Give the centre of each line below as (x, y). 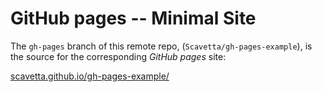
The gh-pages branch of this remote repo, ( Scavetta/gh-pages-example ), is (161, 46)
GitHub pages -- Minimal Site (133, 18)
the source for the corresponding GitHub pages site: (118, 56)
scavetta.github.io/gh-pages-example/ (90, 76)
